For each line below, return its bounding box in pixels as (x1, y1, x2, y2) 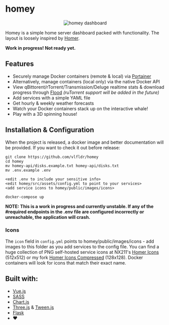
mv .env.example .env (5, 168, 51, 173)
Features (5, 59, 34, 69)
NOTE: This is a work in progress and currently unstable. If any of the (5, 203, 154, 209)
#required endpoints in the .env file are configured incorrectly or (5, 209, 145, 215)
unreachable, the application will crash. (5, 214, 90, 220)
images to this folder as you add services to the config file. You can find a (5, 243, 159, 249)
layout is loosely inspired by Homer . (5, 35, 80, 41)
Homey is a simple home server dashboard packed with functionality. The (5, 29, 159, 36)
